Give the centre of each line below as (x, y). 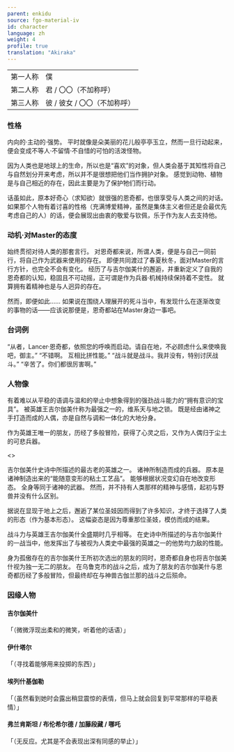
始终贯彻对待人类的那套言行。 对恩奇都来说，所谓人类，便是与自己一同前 (112, 251)
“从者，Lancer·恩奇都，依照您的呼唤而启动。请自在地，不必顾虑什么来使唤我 (117, 346)
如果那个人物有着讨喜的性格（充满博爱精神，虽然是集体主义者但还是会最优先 (117, 207)
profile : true (28, 46)
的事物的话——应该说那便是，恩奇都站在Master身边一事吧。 (93, 310)
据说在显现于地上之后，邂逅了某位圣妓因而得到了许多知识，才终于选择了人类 (117, 511)
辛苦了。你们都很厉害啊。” (60, 364)
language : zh (26, 33)
